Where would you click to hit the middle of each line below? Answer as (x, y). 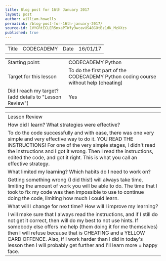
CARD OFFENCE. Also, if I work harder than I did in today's (75, 239)
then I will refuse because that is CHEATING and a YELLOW (76, 233)
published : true (22, 33)
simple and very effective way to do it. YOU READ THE (70, 139)
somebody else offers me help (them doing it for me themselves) (83, 227)
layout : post (19, 14)
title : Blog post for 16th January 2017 (47, 10)
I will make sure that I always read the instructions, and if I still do (83, 214)
